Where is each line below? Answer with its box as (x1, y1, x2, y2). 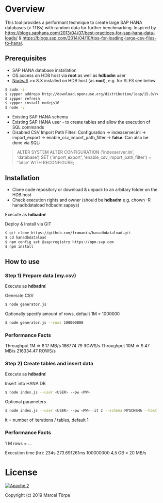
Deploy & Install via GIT (5, 221, 52, 227)
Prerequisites (5, 55, 47, 63)
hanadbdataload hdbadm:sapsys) (12, 202, 80, 208)
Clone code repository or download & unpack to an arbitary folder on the (12, 186, 158, 192)
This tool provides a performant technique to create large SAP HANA (5, 19, 143, 25)
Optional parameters (5, 399, 46, 405)
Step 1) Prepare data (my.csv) (5, 272, 76, 279)
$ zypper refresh (5, 96, 40, 101)
